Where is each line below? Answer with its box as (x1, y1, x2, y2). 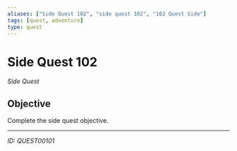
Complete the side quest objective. (7, 116, 109, 125)
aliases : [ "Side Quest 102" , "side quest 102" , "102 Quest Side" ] (7, 10, 207, 18)
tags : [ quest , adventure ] (7, 17, 83, 24)
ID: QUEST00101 (7, 137, 55, 145)
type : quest (7, 23, 42, 30)
